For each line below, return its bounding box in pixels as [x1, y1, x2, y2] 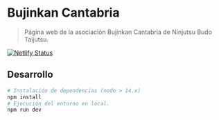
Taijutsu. [24, 35, 49, 43]
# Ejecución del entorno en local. [7, 100, 110, 107]
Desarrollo [7, 69, 53, 80]
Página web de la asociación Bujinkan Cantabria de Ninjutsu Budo [24, 28, 213, 36]
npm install [7, 94, 42, 101]
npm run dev [7, 106, 42, 114]
